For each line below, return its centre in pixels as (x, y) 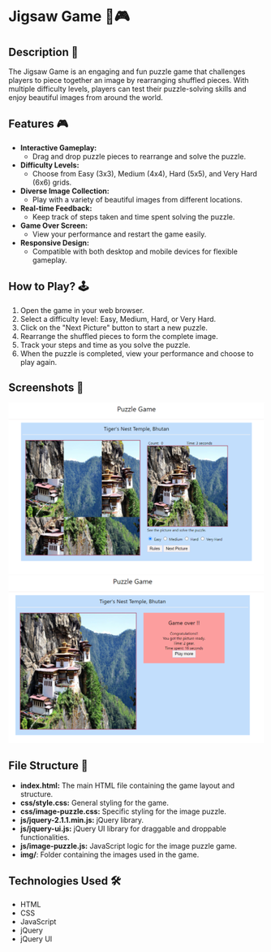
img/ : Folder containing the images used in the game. (110, 854)
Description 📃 (43, 52)
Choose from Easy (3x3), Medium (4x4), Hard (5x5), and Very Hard (145, 173)
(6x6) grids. (52, 182)
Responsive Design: (54, 242)
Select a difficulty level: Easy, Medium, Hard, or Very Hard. (118, 319)
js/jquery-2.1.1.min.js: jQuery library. (82, 819)
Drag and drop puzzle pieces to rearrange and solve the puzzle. (139, 156)
